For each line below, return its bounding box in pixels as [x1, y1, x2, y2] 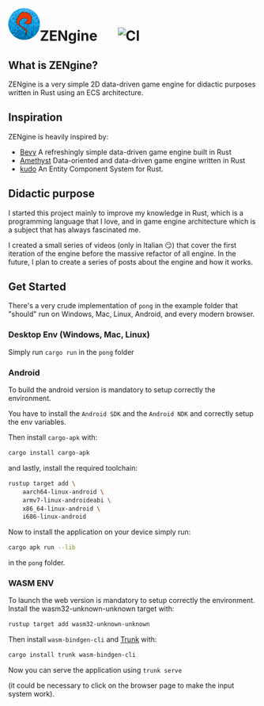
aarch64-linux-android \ [22, 487, 104, 496]
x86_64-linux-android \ [22, 505, 101, 513]
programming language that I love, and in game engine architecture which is [8, 216, 256, 226]
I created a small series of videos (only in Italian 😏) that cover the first [8, 240, 237, 250]
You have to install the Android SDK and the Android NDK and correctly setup [8, 409, 255, 418]
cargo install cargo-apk [8, 449, 90, 457]
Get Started [8, 280, 66, 294]
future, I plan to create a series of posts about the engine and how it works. [8, 257, 253, 266]
